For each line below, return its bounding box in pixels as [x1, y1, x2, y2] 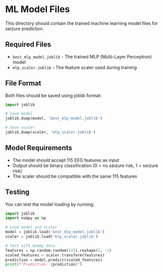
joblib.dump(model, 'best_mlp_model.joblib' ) [5, 116, 102, 121]
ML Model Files [5, 4, 70, 15]
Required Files [5, 40, 51, 49]
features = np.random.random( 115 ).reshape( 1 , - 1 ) [5, 248, 112, 253]
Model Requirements [5, 144, 72, 152]
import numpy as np [5, 215, 46, 221]
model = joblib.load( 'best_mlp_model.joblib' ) [5, 230, 105, 235]
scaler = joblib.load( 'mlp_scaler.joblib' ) [5, 234, 98, 239]
